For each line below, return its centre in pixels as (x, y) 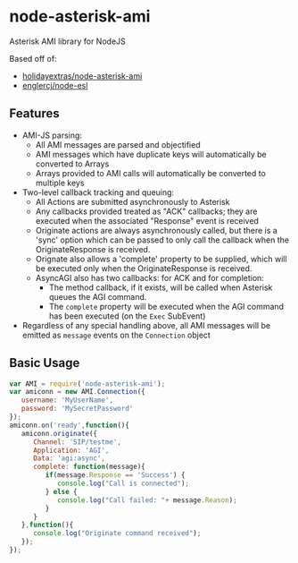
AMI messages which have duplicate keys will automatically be (151, 154)
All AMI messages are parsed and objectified (118, 144)
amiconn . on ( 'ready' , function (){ (69, 425)
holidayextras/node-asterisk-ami (82, 76)
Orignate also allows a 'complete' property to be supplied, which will (161, 259)
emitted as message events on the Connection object (116, 335)
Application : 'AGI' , (71, 450)
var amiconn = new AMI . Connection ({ (77, 392)
